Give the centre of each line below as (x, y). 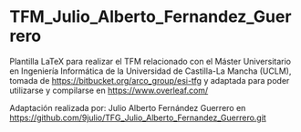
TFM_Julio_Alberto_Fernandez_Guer (150, 17)
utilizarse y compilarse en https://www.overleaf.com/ (109, 90)
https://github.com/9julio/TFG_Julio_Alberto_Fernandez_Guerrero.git (138, 117)
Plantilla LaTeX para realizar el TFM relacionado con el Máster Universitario (150, 61)
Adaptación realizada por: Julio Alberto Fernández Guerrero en (128, 107)
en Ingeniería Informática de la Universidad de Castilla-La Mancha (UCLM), (150, 71)
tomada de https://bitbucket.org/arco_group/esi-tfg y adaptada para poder (150, 80)
